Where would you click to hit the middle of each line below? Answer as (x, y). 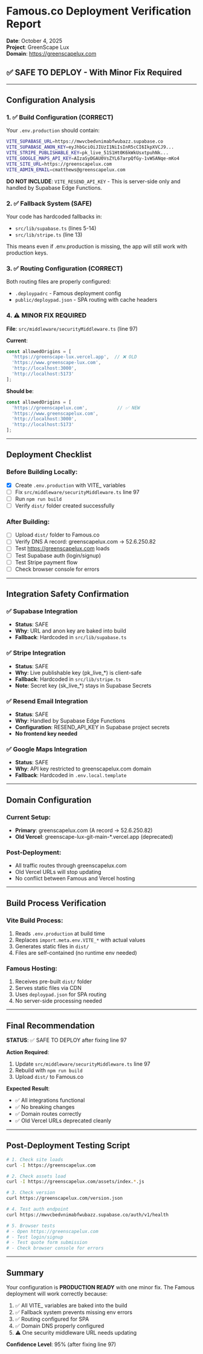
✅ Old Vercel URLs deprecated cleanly (63, 1121)
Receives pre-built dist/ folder (53, 981)
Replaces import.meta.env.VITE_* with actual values (80, 940)
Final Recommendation (50, 1025)
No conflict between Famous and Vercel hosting (75, 879)
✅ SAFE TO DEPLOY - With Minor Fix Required (94, 73)
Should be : (20, 391)
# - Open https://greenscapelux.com (52, 1231)
